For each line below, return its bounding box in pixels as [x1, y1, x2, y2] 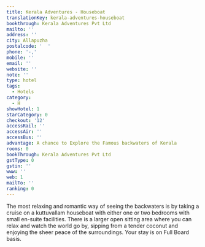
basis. [6, 235, 21, 242]
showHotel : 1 [6, 105, 40, 112]
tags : [6, 83, 20, 89]
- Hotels [12, 89, 34, 95]
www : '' [6, 169, 26, 175]
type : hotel [6, 77, 37, 83]
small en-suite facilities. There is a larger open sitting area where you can [6, 215, 192, 222]
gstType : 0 [6, 157, 34, 163]
